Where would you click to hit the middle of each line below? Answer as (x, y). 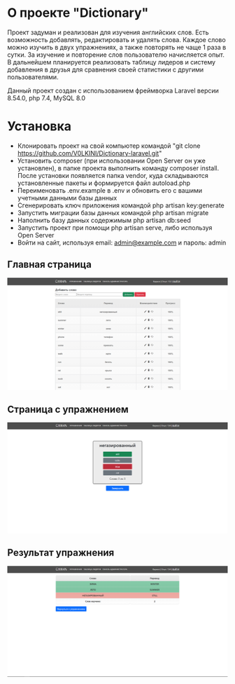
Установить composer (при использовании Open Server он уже (112, 160)
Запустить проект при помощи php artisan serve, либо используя (115, 227)
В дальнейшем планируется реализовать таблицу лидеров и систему (111, 62)
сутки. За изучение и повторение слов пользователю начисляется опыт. (116, 55)
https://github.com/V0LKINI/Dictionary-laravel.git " (90, 153)
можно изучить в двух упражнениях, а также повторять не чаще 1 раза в (117, 47)
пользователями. (33, 77)
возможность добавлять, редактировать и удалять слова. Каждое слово (116, 39)
